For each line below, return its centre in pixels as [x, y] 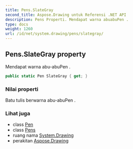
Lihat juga [18, 113]
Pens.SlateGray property [46, 54]
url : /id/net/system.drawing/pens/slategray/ [54, 34]
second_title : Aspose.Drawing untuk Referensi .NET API [66, 15]
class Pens [24, 130]
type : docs [17, 24]
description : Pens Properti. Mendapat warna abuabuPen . [67, 19]
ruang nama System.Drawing [43, 135]
